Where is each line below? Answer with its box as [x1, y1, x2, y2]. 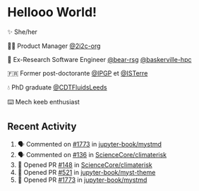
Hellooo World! [7, 4, 97, 20]
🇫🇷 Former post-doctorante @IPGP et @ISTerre [7, 68, 148, 78]
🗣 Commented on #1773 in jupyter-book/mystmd [17, 140, 162, 148]
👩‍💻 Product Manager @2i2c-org [7, 42, 101, 50]
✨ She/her [7, 27, 37, 36]
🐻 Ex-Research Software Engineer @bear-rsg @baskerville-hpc [7, 55, 192, 63]
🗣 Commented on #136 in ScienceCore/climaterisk [17, 150, 167, 159]
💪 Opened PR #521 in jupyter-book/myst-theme [17, 168, 156, 176]
